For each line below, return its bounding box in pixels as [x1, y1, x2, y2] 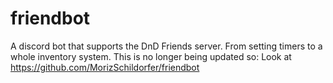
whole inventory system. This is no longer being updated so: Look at [10, 50, 292, 62]
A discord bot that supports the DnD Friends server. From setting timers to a [10, 40, 323, 52]
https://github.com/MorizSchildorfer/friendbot [10, 61, 200, 73]
